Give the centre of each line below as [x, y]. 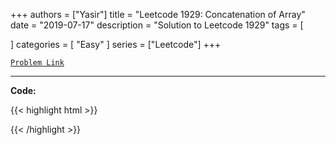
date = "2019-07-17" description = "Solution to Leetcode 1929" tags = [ [157, 25]
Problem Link [37, 63]
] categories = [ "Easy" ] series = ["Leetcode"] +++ [116, 44]
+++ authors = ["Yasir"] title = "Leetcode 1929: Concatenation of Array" [158, 14]
